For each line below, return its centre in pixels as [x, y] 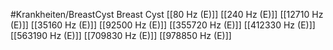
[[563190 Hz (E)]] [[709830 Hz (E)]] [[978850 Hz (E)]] [121, 35]
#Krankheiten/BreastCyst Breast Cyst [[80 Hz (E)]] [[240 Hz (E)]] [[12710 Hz [167, 14]
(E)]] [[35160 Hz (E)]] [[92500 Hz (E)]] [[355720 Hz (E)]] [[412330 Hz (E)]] [163, 25]
